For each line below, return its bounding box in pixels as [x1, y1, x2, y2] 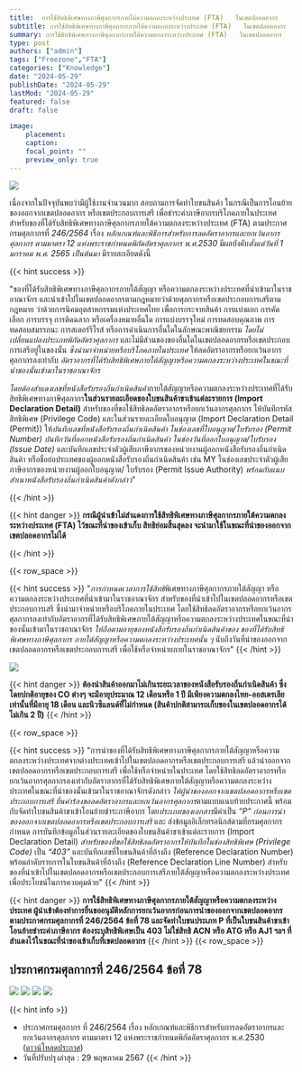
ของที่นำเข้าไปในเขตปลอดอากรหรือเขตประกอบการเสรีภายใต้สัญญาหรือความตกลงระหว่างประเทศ [9, 866, 290, 877]
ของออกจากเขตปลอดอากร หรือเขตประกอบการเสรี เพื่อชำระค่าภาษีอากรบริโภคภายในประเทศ [9, 207, 277, 217]
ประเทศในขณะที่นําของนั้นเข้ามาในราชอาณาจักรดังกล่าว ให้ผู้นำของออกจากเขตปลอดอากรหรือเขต [9, 785, 291, 796]
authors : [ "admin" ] [9, 47, 83, 56]
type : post [9, 38, 50, 48]
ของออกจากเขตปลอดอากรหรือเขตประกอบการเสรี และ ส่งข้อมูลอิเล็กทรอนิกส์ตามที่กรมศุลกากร [9, 816, 283, 827]
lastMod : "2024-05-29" [9, 88, 95, 97]
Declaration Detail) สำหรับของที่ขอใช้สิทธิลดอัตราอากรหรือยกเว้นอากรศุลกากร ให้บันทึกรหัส [9, 402, 293, 413]
